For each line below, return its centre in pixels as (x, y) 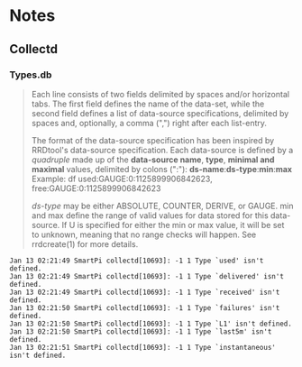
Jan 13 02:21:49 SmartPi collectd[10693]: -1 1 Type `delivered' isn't (146, 276)
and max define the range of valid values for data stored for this (150, 215)
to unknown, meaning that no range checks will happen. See (144, 234)
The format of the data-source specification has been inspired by (153, 140)
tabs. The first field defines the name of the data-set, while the (148, 104)
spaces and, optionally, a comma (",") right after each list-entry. (149, 123)
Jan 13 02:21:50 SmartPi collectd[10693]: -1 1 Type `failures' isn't (145, 307)
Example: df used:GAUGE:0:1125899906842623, (122, 179)
